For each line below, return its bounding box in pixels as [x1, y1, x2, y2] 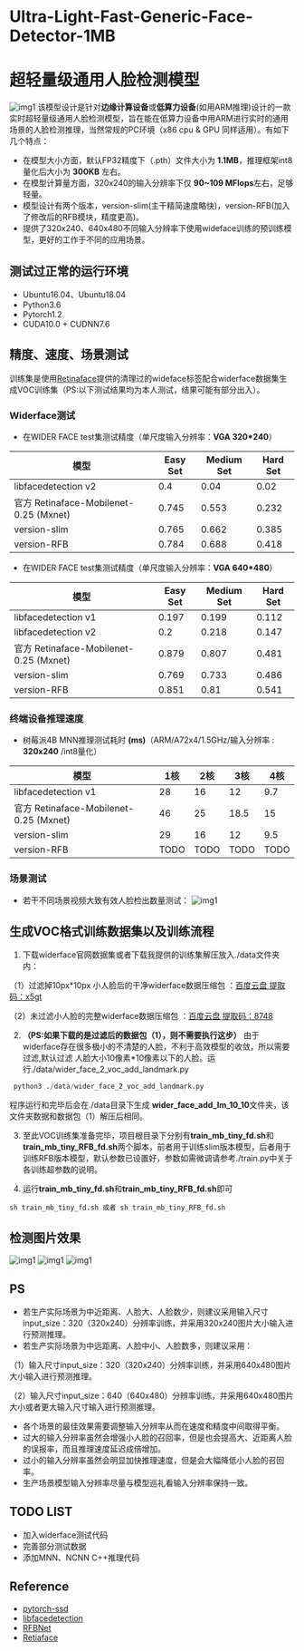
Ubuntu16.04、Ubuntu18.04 [22, 288, 127, 300]
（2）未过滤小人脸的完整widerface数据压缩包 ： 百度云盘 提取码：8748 [9, 1011, 273, 1022]
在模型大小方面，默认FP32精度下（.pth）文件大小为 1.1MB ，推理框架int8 [22, 155, 293, 166]
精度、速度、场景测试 [9, 347, 128, 363]
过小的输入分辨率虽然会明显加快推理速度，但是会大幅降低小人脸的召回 [22, 1454, 285, 1465]
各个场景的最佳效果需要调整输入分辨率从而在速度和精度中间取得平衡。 [22, 1421, 285, 1432]
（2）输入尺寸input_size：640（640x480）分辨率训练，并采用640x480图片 [9, 1390, 294, 1401]
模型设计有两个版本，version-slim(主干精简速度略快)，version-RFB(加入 [22, 200, 290, 211]
